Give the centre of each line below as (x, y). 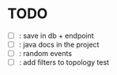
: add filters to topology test (64, 62)
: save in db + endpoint (56, 36)
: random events (45, 54)
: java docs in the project (59, 45)
